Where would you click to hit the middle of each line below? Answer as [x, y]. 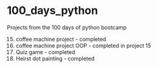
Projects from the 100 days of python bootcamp [67, 27]
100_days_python [52, 11]
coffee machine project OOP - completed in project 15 [83, 46]
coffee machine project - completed [61, 39]
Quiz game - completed [45, 52]
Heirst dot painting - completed [55, 58]
